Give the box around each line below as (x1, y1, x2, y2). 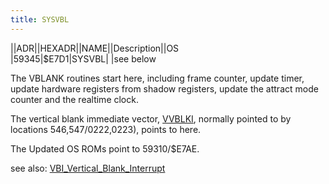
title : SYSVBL (10, 14, 70, 25)
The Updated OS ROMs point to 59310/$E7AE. (10, 142, 200, 155)
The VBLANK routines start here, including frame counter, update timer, (10, 72, 305, 84)
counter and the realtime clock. (10, 93, 139, 105)
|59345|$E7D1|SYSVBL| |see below (10, 52, 157, 65)
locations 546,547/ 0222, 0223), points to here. (10, 123, 202, 135)
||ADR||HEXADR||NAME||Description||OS (10, 42, 180, 54)
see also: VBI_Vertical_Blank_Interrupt (10, 162, 166, 174)
